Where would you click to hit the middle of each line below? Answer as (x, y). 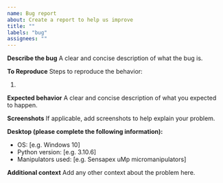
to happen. (22, 105)
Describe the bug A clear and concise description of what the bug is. (105, 58)
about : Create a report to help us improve (70, 20)
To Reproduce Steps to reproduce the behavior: (75, 72)
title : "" (21, 26)
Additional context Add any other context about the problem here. (101, 173)
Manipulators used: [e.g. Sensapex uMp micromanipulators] (102, 159)
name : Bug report (32, 13)
